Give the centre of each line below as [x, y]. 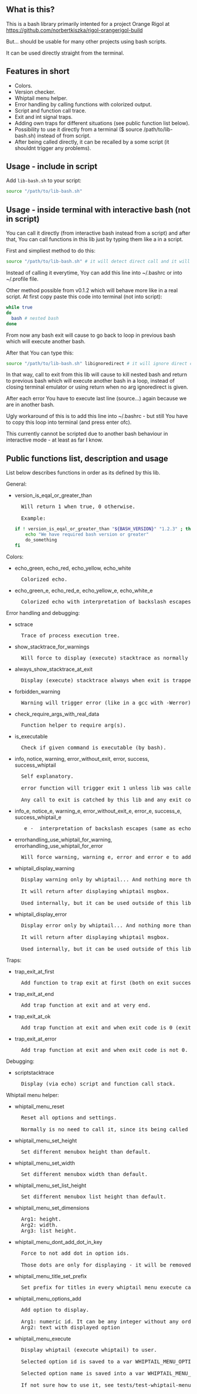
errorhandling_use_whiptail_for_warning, [63, 840]
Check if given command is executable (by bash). [94, 747]
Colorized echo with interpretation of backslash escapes [106, 601]
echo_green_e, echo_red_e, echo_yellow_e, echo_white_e [84, 590]
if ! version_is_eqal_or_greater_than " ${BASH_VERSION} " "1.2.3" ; [99, 529]
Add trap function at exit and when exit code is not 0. [104, 1050]
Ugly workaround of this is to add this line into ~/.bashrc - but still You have [97, 416]
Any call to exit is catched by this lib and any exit [101, 800]
